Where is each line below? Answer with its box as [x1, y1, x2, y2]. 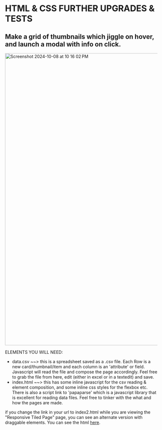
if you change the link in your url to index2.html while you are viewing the [5, 409, 151, 415]
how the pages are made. [12, 400, 63, 405]
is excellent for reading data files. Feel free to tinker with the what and [12, 395, 151, 400]
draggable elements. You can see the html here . [5, 420, 101, 425]
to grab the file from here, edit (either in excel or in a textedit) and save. [12, 374, 154, 380]
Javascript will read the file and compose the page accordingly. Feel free [12, 369, 158, 375]
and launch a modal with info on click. [5, 40, 121, 48]
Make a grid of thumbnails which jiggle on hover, [5, 32, 154, 41]
